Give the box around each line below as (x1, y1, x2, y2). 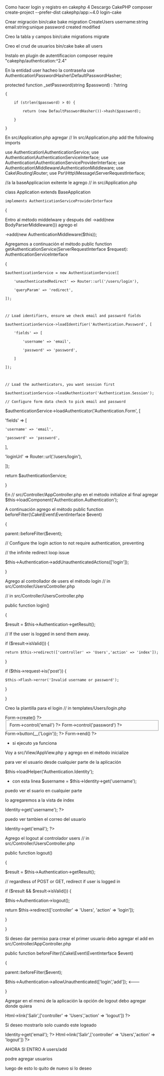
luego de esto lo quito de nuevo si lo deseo (5, 1065, 92, 1071)
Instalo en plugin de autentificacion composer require (5, 53, 113, 58)
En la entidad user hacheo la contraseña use (5, 67, 95, 73)
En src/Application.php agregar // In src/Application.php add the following (5, 134, 154, 140)
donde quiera (5, 1003, 32, 1009)
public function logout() (5, 850, 53, 856)
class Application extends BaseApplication (5, 189, 91, 195)
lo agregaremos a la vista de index (5, 797, 74, 803)
